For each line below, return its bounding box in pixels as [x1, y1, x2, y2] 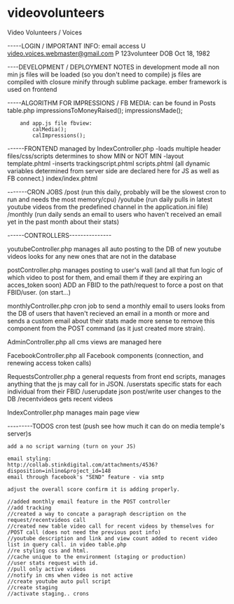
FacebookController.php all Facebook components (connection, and [7, 351, 204, 359]
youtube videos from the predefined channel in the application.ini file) [7, 202, 209, 211]
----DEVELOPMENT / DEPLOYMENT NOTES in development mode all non [7, 62, 219, 71]
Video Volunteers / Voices [7, 28, 83, 36]
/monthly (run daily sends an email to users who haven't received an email [7, 210, 222, 218]
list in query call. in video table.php [7, 541, 128, 548]
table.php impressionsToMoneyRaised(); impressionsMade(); [7, 106, 184, 114]
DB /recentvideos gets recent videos [7, 394, 113, 403]
